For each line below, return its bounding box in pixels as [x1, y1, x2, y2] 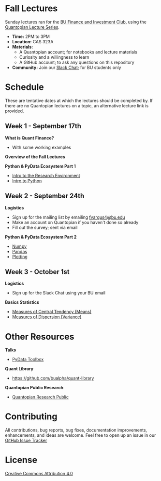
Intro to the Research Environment [12, 172, 81, 178]
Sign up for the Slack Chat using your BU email [12, 290, 105, 296]
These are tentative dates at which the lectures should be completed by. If [5, 98, 153, 103]
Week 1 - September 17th [5, 122, 81, 130]
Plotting [12, 254, 28, 259]
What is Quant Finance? [5, 135, 54, 141]
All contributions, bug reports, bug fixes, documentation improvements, [5, 427, 147, 433]
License [5, 455, 38, 465]
